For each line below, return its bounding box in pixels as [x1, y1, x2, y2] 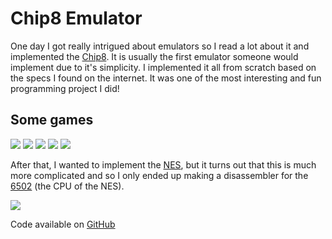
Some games [10, 112, 94, 129]
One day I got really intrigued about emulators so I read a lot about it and [10, 40, 310, 52]
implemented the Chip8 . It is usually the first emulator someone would [10, 50, 299, 62]
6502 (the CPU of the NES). [10, 180, 125, 192]
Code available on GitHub [10, 218, 116, 230]
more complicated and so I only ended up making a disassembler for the [10, 169, 309, 181]
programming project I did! [10, 82, 120, 94]
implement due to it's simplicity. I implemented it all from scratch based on [10, 61, 317, 73]
